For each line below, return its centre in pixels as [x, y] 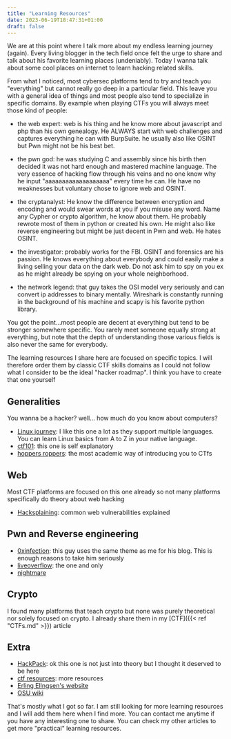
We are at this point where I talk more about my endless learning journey [110, 46]
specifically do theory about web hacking [66, 499]
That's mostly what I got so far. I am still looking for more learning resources [115, 707]
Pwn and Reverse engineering [73, 534]
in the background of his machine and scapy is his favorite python [111, 302]
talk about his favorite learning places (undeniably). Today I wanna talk [108, 61]
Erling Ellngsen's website [53, 686]
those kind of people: [37, 110]
